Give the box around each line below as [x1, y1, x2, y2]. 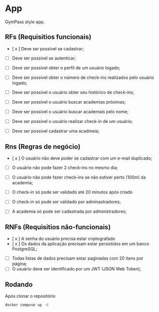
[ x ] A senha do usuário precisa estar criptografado [12, 236, 116, 242]
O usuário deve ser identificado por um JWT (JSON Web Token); [12, 266, 142, 272]
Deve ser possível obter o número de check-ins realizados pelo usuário [12, 74, 154, 80]
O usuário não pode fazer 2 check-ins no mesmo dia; [12, 165, 118, 171]
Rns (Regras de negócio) [5, 142, 81, 150]
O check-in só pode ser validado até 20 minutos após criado [12, 189, 133, 195]
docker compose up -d [5, 303, 49, 308]
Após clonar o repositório [5, 293, 56, 299]
